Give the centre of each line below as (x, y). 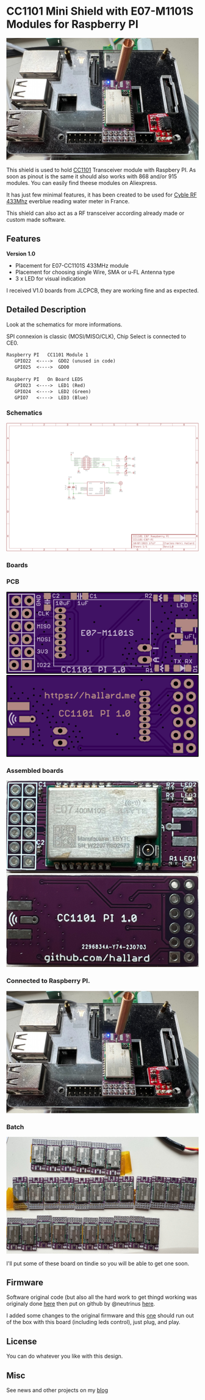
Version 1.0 (21, 254)
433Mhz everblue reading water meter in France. (68, 201)
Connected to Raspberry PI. (48, 981)
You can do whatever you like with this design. (65, 1356)
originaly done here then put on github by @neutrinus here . (81, 1304)
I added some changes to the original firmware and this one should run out (100, 1315)
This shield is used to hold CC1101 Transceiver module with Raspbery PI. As (101, 170)
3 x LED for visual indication (50, 278)
